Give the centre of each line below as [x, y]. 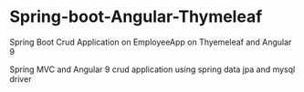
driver [21, 78]
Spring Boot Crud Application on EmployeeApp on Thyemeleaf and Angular [151, 42]
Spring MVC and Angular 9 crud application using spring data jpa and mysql [152, 69]
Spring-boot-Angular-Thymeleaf [136, 17]
